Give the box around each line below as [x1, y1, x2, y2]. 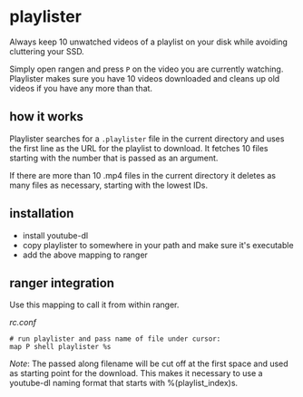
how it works [9, 109, 84, 124]
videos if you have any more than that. [9, 82, 152, 93]
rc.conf [9, 317, 36, 328]
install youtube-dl [22, 229, 89, 241]
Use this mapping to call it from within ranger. [9, 299, 180, 310]
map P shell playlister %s [9, 343, 112, 352]
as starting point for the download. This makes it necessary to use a [9, 368, 263, 379]
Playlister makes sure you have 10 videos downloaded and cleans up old [9, 73, 280, 83]
